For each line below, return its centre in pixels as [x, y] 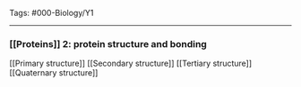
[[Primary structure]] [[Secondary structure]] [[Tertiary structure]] [131, 63]
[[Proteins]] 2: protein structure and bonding [108, 43]
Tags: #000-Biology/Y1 [52, 13]
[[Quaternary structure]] [54, 73]
